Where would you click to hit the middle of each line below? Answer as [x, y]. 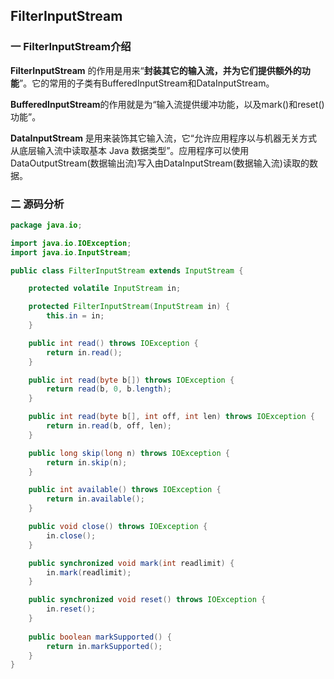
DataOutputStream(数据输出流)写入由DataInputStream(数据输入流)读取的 [160, 163]
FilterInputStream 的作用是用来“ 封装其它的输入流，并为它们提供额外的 [156, 70]
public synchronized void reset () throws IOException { [147, 600]
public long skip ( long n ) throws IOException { [129, 453]
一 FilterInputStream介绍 [71, 47]
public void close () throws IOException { [118, 527]
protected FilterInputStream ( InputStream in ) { [129, 307]
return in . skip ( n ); [87, 462]
